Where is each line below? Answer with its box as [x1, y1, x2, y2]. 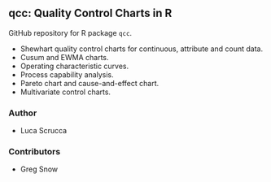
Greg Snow [20, 164, 59, 174]
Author [8, 107, 37, 119]
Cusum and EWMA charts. [20, 52, 109, 62]
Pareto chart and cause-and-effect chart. [20, 78, 160, 88]
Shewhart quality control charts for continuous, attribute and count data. [20, 44, 264, 54]
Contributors [8, 146, 61, 158]
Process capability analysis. [20, 69, 114, 80]
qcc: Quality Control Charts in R [8, 6, 173, 20]
